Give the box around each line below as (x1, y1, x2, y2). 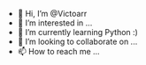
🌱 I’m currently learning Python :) (17, 27, 139, 37)
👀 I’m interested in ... (17, 18, 93, 28)
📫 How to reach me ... (17, 47, 100, 56)
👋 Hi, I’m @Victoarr (17, 9, 88, 18)
